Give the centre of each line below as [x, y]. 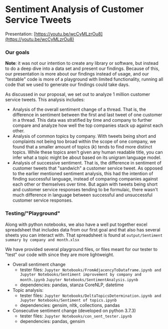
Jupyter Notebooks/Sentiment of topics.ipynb [68, 300]
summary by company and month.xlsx [42, 240]
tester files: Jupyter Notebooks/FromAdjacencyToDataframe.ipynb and [91, 270]
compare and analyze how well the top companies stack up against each [88, 126]
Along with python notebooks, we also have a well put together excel [76, 224]
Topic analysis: [28, 290]
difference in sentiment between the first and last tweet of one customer [87, 115]
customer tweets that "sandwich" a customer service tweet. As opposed [88, 168]
